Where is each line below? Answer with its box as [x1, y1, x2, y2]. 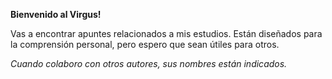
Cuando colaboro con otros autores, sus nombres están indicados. [10, 58, 288, 69]
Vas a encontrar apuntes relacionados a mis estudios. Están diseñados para [10, 28, 323, 39]
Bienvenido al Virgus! [10, 9, 102, 20]
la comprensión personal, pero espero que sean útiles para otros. [10, 39, 280, 50]
